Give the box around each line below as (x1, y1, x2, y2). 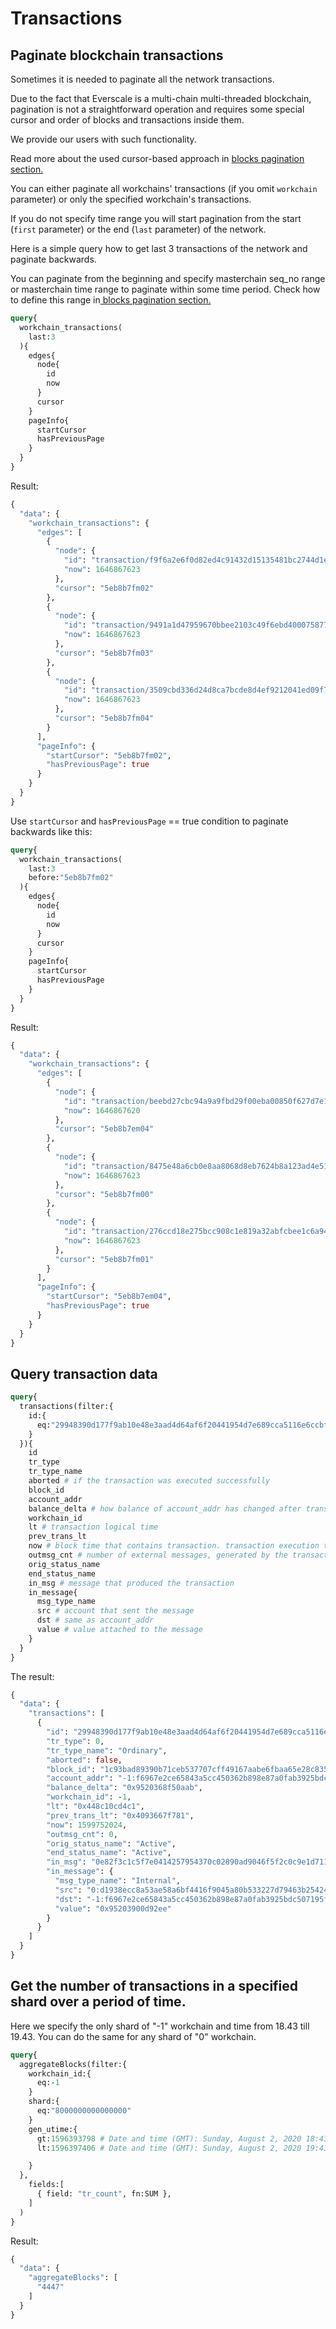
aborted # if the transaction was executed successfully (28, 1476, 271, 1486)
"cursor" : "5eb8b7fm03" (54, 648, 155, 658)
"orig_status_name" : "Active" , (46, 1838, 177, 1849)
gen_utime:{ (28, 2124, 78, 2134)
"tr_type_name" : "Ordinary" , (46, 1745, 168, 1756)
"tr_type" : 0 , (46, 1736, 105, 1746)
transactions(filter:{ (19, 1402, 114, 1412)
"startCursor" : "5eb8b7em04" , (46, 1292, 172, 1302)
